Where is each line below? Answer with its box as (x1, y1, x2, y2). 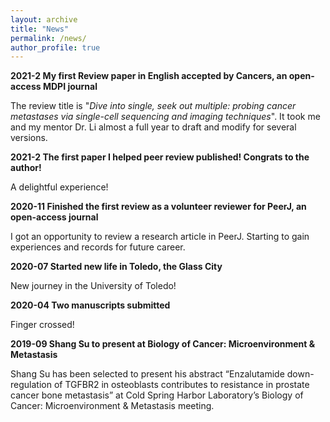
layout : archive (10, 14, 78, 25)
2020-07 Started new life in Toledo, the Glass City (10, 261, 223, 273)
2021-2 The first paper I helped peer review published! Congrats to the (10, 151, 310, 163)
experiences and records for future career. (10, 241, 186, 253)
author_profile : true (10, 42, 101, 53)
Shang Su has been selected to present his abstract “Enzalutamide (10, 368, 285, 380)
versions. (10, 132, 48, 144)
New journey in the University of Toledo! (10, 280, 177, 292)
